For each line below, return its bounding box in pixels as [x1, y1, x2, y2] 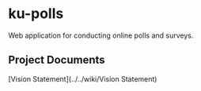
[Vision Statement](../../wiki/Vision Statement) [8, 74, 157, 83]
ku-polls [8, 5, 64, 23]
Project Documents [8, 53, 105, 67]
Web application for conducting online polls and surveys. [8, 31, 194, 40]
